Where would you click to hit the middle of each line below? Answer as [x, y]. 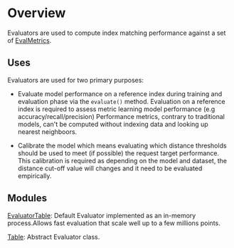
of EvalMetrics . [30, 40]
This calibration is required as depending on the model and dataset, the [122, 160]
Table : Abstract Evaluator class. [54, 237]
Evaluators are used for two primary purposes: [76, 80]
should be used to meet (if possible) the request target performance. [118, 153]
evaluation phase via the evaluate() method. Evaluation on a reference [121, 101]
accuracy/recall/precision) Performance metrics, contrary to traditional [121, 116]
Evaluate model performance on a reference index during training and [120, 93]
